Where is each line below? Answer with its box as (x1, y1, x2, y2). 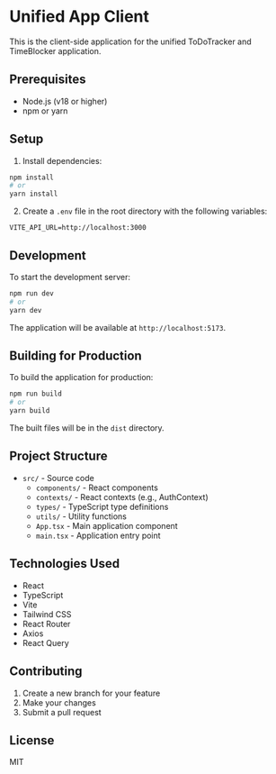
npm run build (9, 389, 63, 398)
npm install (9, 173, 54, 182)
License (9, 733, 55, 748)
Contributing (9, 664, 83, 679)
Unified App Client (9, 6, 150, 27)
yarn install (9, 189, 58, 199)
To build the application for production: (9, 372, 154, 383)
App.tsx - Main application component (35, 520, 178, 531)
